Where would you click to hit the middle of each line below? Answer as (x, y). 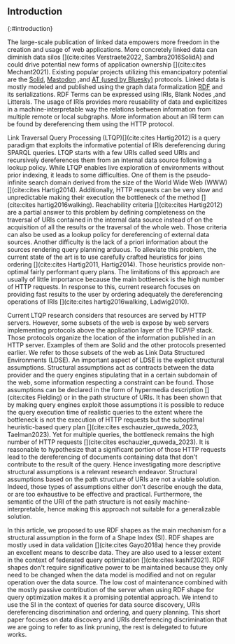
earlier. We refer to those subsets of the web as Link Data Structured (106, 352)
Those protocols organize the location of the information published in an (111, 337)
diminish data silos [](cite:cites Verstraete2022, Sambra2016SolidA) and (111, 57)
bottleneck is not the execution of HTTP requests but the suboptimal (106, 420)
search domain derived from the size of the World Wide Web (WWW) (128, 182)
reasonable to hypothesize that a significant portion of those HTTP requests (116, 449)
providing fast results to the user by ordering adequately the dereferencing (115, 294)
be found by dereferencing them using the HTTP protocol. (91, 124)
